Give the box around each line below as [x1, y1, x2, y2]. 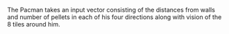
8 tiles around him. [7, 20, 60, 28]
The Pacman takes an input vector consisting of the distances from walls [7, 6, 215, 14]
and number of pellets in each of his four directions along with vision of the [7, 13, 222, 21]
